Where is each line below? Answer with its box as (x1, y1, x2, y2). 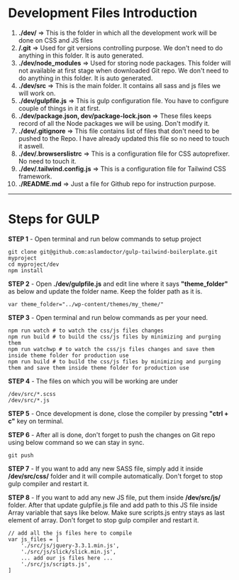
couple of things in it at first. (18, 104, 101, 112)
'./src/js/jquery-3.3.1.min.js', (21, 542, 120, 549)
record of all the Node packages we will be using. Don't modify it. (18, 119, 210, 127)
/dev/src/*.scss (8, 390, 56, 397)
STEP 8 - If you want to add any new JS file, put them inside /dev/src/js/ (8, 493, 221, 502)
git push (8, 451, 34, 459)
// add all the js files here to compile (8, 530, 133, 537)
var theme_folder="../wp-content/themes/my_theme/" (8, 301, 164, 308)
